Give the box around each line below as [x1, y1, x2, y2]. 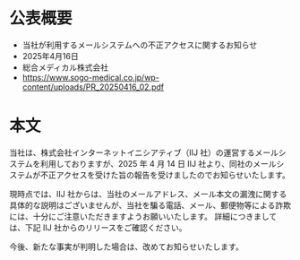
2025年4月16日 [21, 50, 79, 61]
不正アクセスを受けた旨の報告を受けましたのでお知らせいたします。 [39, 169, 291, 180]
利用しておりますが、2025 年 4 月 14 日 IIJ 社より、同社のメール [39, 158, 277, 169]
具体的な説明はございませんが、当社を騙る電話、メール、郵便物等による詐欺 [9, 199, 291, 211]
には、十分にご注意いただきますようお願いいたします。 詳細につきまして [9, 211, 278, 221]
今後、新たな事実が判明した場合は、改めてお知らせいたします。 [9, 241, 244, 252]
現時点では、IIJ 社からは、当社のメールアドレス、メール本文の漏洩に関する [9, 188, 287, 199]
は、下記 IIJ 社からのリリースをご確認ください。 [9, 221, 187, 233]
